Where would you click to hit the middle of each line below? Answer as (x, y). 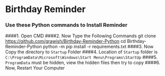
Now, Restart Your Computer (35, 68)
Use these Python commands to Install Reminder (66, 25)
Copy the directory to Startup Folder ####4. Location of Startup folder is (81, 52)
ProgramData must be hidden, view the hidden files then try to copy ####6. (83, 63)
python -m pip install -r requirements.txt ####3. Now (98, 47)
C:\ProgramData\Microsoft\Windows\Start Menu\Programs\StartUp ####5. (81, 57)
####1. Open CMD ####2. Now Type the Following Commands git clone (80, 36)
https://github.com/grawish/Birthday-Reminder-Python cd (66, 41)
